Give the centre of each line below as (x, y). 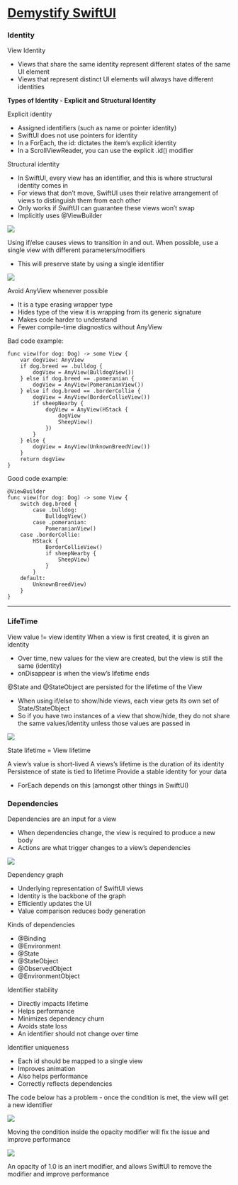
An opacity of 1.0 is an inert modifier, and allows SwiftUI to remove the (110, 1167)
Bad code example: (35, 341)
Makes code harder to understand (67, 319)
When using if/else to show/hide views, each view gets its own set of (118, 701)
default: (33, 579)
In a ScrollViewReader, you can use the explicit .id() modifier (105, 151)
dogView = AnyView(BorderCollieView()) (92, 397)
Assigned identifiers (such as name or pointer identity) (97, 128)
